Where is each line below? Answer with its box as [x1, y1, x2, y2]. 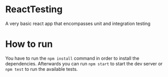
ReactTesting [5, 4, 63, 15]
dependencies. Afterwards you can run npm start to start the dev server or [5, 60, 163, 67]
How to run [5, 38, 53, 50]
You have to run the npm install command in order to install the [5, 55, 139, 61]
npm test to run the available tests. [5, 66, 78, 72]
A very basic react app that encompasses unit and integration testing [5, 20, 151, 27]
